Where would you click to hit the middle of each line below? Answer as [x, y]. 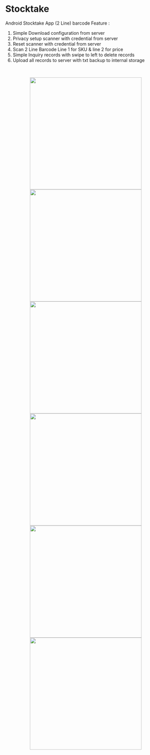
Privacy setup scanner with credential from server [65, 38]
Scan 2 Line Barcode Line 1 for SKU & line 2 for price [68, 49]
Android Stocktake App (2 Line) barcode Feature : [57, 23]
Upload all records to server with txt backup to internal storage [79, 60]
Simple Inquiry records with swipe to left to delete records [73, 55]
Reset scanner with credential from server [57, 44]
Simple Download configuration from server [59, 33]
